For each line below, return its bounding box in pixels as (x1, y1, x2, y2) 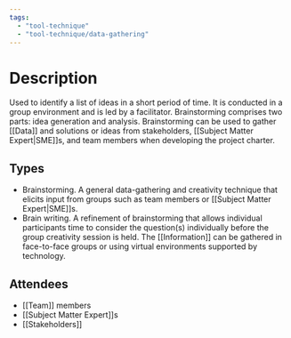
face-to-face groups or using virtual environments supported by (21, 241, 258, 252)
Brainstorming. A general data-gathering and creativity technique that (21, 184, 279, 196)
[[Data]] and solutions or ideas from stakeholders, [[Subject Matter (9, 125, 254, 136)
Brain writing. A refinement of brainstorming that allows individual (21, 213, 263, 223)
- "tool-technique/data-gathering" (17, 29, 150, 38)
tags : (9, 12, 29, 22)
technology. (21, 251, 67, 262)
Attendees (9, 277, 69, 292)
